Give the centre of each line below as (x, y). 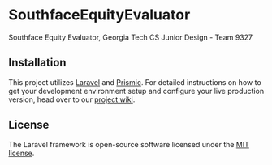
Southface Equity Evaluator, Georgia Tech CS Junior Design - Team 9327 (131, 37)
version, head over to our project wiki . (72, 99)
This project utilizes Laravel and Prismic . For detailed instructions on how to (135, 82)
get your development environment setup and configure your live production (136, 91)
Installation (37, 63)
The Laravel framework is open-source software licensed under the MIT (129, 144)
